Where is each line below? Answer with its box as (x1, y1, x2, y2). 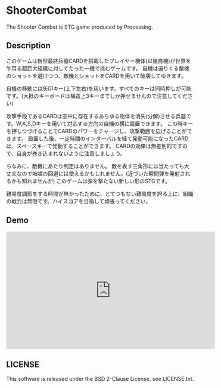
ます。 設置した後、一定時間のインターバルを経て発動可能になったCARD (11, 135, 189, 142)
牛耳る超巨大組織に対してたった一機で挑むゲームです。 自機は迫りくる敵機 (6, 64, 189, 72)
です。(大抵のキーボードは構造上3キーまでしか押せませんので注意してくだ (6, 92, 188, 99)
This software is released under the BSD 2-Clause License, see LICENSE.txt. (6, 375, 194, 383)
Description (6, 41, 51, 51)
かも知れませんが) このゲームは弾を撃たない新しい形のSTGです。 (11, 177, 171, 184)
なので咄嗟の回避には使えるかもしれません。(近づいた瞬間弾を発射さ (16, 170, 186, 177)
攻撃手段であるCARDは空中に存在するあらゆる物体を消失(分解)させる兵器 (6, 112, 186, 119)
